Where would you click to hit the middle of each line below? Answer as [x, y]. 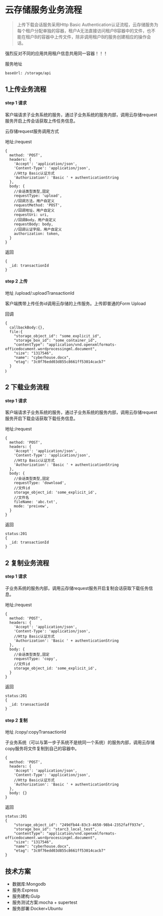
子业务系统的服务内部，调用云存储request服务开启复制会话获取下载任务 [77, 588]
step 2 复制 [16, 720]
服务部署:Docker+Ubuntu [37, 908]
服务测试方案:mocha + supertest [45, 902]
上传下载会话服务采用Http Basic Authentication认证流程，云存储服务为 [88, 25]
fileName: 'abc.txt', [36, 502]
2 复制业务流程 [27, 563]
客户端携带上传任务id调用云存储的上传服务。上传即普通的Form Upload [76, 303]
